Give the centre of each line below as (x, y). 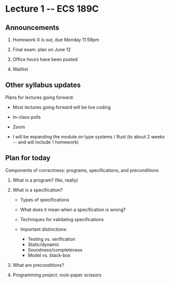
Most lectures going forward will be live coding (62, 107)
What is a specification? (38, 190)
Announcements (32, 28)
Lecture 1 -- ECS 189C (52, 9)
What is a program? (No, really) (45, 180)
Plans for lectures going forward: (40, 97)
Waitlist (20, 69)
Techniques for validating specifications (62, 219)
